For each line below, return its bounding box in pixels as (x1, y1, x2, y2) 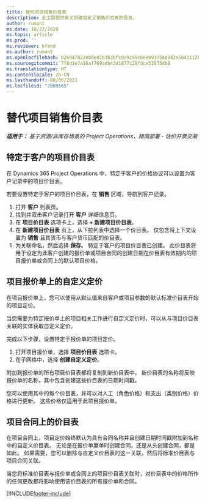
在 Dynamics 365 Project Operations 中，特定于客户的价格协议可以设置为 (6, 170, 190, 177)
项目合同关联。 (6, 457, 44, 464)
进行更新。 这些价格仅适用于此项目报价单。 (11, 397, 120, 404)
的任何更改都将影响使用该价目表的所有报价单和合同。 (6, 478, 140, 485)
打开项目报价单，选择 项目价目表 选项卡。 (15, 348, 120, 356)
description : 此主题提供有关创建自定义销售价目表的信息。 (6, 15, 137, 21)
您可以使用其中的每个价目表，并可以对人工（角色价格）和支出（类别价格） (6, 389, 193, 397)
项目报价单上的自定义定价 (6, 277, 103, 287)
